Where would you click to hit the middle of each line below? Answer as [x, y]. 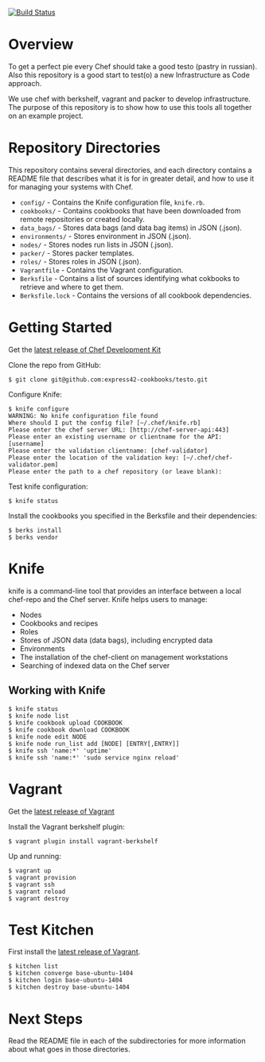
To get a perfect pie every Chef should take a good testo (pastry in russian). [133, 66]
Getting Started [60, 328]
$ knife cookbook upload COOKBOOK [66, 723]
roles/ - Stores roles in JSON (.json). [80, 261]
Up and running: [35, 856]
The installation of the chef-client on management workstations [124, 657]
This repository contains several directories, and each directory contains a [130, 170]
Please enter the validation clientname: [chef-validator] [108, 451]
